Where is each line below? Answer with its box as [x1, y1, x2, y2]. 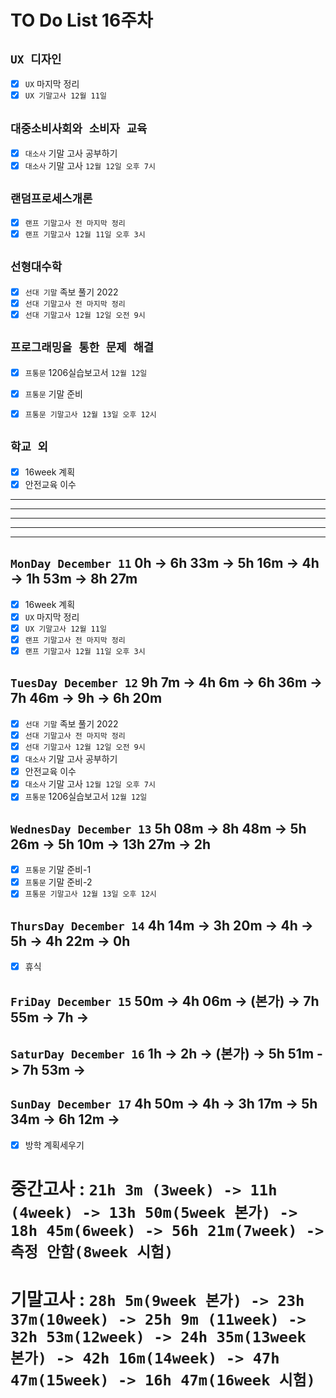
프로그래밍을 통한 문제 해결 [10, 341, 155, 355]
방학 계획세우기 [24, 1139, 85, 1151]
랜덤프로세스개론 [10, 192, 93, 206]
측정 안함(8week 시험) [10, 1243, 174, 1262]
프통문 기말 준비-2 [24, 876, 93, 888]
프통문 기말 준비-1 [24, 864, 92, 876]
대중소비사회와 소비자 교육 [10, 121, 148, 136]
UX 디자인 [10, 52, 62, 66]
